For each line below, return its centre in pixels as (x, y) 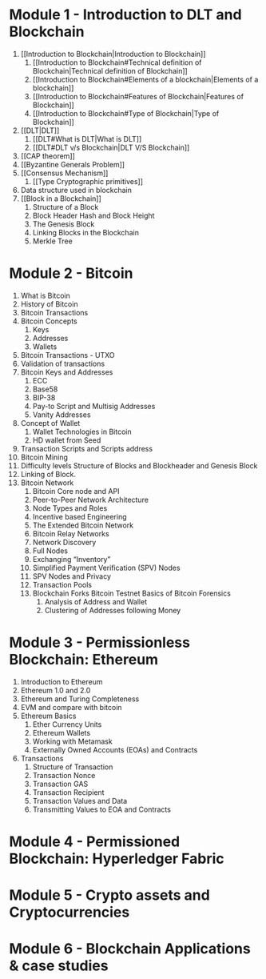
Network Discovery (64, 542)
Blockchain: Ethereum (84, 660)
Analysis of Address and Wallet (95, 601)
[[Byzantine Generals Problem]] (73, 164)
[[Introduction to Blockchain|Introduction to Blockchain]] (113, 54)
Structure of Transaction (73, 767)
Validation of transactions (63, 363)
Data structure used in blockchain (76, 190)
